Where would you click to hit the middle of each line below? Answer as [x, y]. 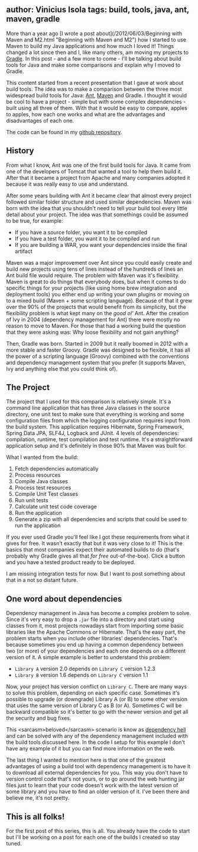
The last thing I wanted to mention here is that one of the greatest [86, 760]
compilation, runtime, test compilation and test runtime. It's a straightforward [99, 439]
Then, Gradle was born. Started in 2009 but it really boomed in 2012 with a [97, 343]
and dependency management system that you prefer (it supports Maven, [96, 362]
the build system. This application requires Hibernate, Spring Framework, [95, 427]
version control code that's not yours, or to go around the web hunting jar [95, 779]
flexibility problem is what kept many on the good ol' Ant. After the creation [98, 313]
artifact [23, 251]
